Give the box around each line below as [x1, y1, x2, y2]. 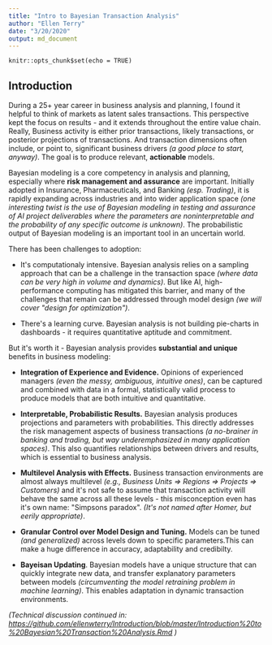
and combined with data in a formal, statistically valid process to [19, 385, 235, 395]
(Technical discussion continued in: [8, 610, 127, 620]
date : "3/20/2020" [8, 27, 71, 35]
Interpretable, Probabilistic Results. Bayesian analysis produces [19, 409, 238, 419]
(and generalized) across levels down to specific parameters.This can [19, 535, 254, 545]
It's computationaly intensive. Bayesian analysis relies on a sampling [19, 260, 249, 270]
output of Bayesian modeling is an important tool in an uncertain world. [8, 228, 246, 238]
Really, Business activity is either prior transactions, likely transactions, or [8, 127, 254, 136]
